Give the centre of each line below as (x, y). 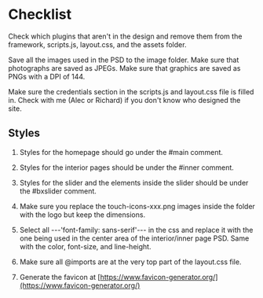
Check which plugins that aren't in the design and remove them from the (125, 36)
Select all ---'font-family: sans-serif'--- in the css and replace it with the (136, 230)
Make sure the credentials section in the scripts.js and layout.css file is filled (131, 91)
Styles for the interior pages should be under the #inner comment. (126, 167)
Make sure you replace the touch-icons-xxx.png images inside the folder (137, 206)
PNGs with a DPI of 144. (47, 76)
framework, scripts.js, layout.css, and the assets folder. (97, 44)
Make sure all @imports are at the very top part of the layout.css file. (130, 262)
